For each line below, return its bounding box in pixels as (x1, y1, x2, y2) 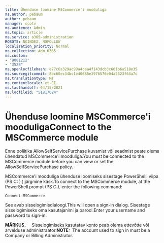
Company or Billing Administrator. (5, 233, 73, 239)
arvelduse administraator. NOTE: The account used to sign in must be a (5, 227, 150, 233)
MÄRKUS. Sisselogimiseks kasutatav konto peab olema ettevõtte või (5, 222, 149, 228)
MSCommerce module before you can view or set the (5, 159, 114, 165)
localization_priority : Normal (5, 44, 69, 49)
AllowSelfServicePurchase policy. (5, 164, 73, 170)
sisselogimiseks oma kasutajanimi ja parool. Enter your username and (5, 208, 145, 213)
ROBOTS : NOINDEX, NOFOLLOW (5, 39, 61, 44)
